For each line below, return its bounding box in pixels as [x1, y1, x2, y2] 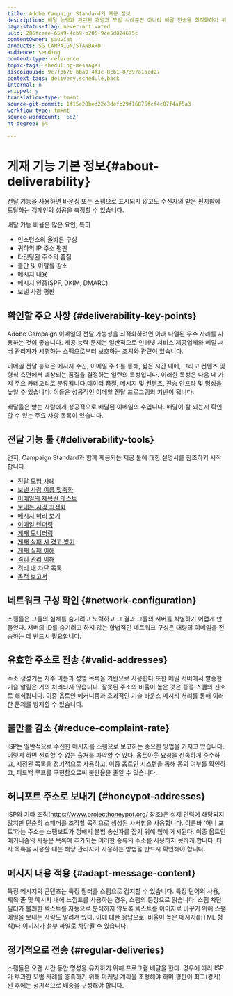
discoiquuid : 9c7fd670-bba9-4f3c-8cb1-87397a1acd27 [7, 68, 160, 75]
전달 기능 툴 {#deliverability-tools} [7, 434, 154, 446]
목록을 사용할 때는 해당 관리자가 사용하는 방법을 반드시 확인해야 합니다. [14, 845, 206, 854]
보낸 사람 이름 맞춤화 [17, 486, 74, 494]
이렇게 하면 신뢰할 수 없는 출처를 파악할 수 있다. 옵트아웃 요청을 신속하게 [7, 751, 202, 759]
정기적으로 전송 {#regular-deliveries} [7, 944, 165, 956]
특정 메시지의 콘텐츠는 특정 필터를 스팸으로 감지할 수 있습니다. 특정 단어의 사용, [7, 887, 220, 895]
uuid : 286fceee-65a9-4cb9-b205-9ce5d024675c [7, 29, 138, 37]
